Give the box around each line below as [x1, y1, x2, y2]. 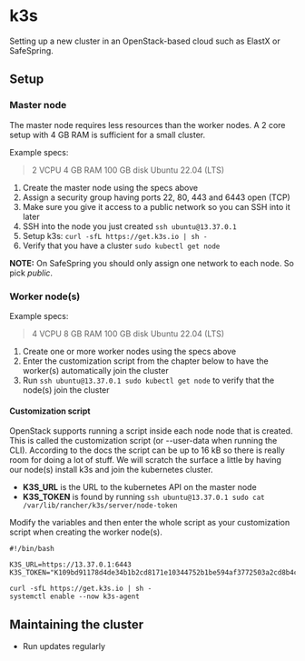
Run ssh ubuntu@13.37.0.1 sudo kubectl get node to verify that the [22, 375, 275, 386]
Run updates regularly [22, 640, 106, 651]
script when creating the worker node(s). [9, 526, 163, 537]
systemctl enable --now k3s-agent [9, 592, 141, 601]
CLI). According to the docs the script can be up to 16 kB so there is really [9, 445, 286, 456]
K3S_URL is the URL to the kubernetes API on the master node [22, 482, 257, 493]
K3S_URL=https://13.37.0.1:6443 [9, 560, 132, 569]
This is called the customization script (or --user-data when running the [9, 436, 278, 446]
